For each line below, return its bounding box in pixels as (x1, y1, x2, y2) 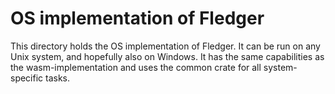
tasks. (45, 72, 71, 84)
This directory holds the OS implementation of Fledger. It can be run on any (10, 40, 321, 52)
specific (10, 72, 44, 84)
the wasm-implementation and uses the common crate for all (10, 61, 262, 73)
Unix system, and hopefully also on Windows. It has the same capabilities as (10, 50, 325, 62)
